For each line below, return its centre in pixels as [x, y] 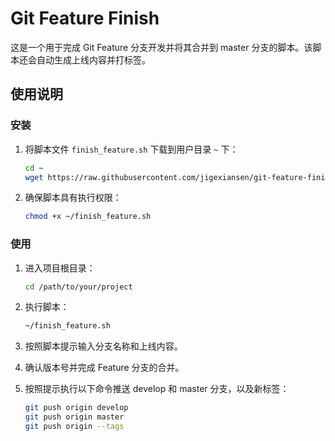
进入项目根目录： [60, 268]
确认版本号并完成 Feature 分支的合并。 [104, 368]
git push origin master [74, 417]
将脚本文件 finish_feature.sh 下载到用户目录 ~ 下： [131, 149]
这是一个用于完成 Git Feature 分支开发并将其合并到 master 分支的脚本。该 [161, 47]
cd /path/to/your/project [78, 287]
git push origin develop [76, 408]
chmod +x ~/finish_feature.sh [88, 217]
